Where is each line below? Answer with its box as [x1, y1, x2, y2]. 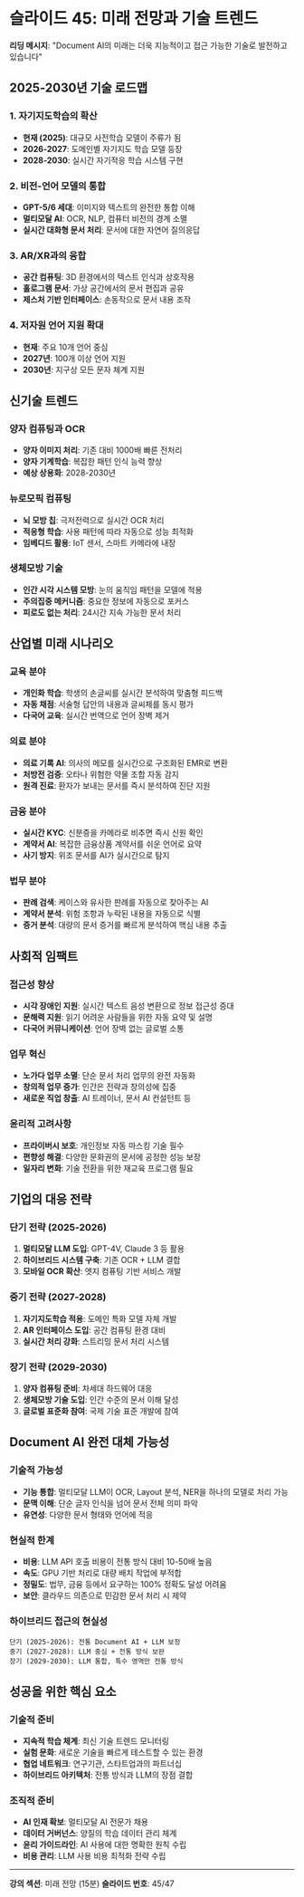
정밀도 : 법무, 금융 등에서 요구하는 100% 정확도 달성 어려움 [22, 1578, 227, 1589]
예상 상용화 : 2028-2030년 [22, 467, 116, 478]
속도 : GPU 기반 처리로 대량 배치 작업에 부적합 [22, 1567, 183, 1578]
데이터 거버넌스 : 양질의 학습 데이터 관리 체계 [22, 1828, 177, 1839]
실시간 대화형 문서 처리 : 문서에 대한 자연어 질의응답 [22, 224, 201, 235]
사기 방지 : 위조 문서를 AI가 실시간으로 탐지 [22, 850, 170, 861]
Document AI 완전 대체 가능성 [9, 1434, 170, 1450]
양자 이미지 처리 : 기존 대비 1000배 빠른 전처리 [22, 445, 183, 455]
